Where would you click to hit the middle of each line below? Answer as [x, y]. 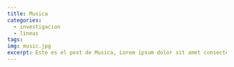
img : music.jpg [29, 46]
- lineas [26, 33]
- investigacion [37, 27]
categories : [24, 20]
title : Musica [28, 14]
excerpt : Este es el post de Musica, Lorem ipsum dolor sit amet [104, 53]
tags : [15, 40]
